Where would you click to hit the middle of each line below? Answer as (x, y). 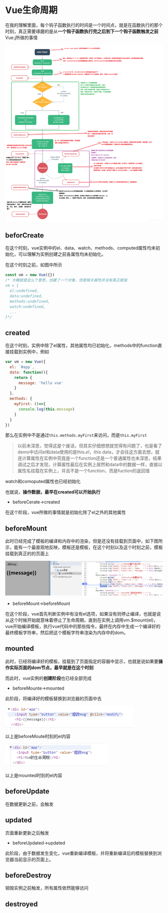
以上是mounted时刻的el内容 (34, 775)
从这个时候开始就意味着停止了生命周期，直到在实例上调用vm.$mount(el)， (82, 620)
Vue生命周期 (31, 10)
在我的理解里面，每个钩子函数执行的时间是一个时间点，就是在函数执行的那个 (84, 25)
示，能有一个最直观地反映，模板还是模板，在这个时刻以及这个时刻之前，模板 (84, 547)
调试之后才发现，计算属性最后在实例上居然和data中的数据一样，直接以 (90, 464)
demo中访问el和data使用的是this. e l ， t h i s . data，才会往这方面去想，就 (88, 452)
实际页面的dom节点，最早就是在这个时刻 (51, 667)
